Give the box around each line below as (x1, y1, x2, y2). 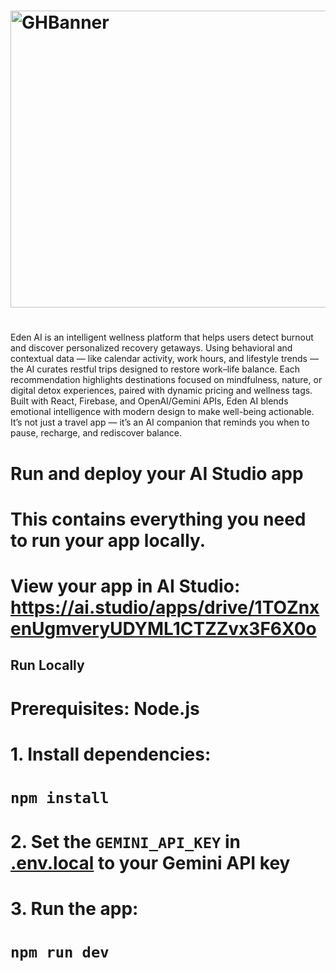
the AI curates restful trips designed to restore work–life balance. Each (10, 363, 301, 375)
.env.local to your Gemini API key (10, 852, 291, 875)
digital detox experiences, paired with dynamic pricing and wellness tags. (10, 385, 313, 397)
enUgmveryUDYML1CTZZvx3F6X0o (10, 617, 317, 640)
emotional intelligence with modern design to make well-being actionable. (10, 406, 315, 418)
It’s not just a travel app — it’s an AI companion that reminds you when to (10, 416, 310, 429)
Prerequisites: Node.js (10, 697, 200, 720)
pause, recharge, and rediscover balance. (10, 427, 183, 439)
